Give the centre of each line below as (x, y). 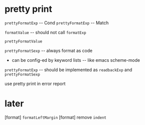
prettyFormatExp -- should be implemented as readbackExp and (69, 70)
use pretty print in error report (35, 83)
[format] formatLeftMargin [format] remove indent (55, 117)
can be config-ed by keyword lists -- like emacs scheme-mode (76, 60)
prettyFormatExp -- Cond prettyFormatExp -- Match (57, 23)
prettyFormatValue (23, 41)
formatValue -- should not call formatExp (46, 32)
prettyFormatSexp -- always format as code (49, 50)
